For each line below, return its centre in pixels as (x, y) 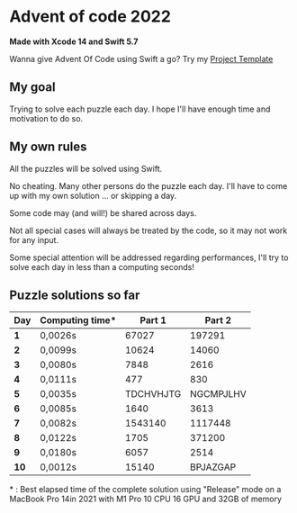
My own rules (48, 147)
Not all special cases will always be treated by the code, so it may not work (148, 230)
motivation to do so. (46, 118)
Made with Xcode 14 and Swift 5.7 (74, 41)
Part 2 (218, 320)
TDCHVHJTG (153, 394)
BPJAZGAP (213, 467)
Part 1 (153, 320)
